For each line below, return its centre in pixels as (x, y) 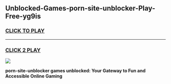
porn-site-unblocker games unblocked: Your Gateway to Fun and (76, 70)
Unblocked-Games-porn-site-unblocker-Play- (80, 8)
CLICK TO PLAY (25, 31)
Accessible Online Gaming (34, 76)
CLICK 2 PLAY (23, 50)
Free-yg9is (23, 17)
